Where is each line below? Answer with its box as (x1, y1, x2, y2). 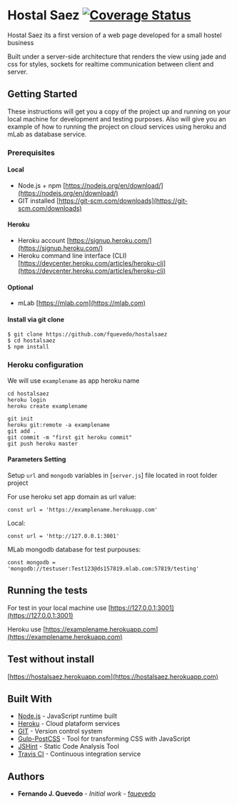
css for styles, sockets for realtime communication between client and (7, 59, 214, 68)
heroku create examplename (7, 402, 88, 410)
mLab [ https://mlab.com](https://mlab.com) (17, 299, 146, 307)
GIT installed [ (17, 196, 59, 205)
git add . (7, 427, 37, 435)
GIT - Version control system (17, 727, 103, 736)
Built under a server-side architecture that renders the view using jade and (7, 52, 226, 61)
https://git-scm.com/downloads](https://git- (59, 196, 188, 205)
